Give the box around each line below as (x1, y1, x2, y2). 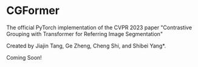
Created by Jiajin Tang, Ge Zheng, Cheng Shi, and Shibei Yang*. (6, 42, 166, 49)
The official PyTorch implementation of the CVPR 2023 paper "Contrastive (6, 24, 193, 31)
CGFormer (6, 4, 60, 18)
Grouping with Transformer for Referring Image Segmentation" (6, 30, 163, 37)
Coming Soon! (6, 54, 43, 61)
